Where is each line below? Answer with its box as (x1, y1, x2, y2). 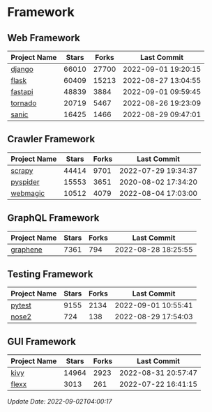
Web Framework (7, 32, 80, 44)
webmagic (10, 188, 45, 198)
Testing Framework (7, 268, 93, 280)
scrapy (10, 165, 33, 175)
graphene (10, 245, 43, 254)
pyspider (10, 177, 40, 187)
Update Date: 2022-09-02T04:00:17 (7, 397, 112, 406)
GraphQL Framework (7, 212, 100, 224)
